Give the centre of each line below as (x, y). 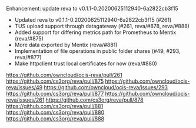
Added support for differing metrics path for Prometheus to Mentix (95, 32)
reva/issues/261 (25, 100)
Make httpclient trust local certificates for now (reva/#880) (86, 63)
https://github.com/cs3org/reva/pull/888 (55, 119)
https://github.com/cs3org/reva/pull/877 (55, 94)
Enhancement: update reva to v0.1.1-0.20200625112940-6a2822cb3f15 (92, 9)
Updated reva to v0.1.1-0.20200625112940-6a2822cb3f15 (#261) (93, 20)
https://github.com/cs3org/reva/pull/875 (55, 81)
